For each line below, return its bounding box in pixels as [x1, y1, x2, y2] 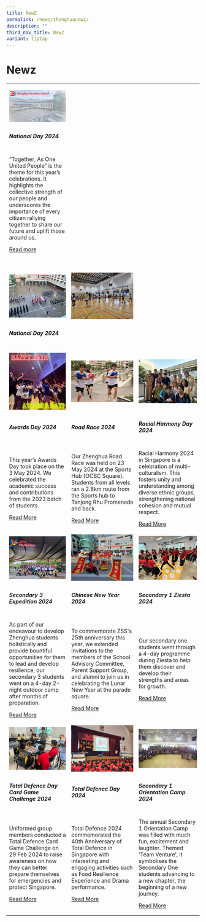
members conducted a [9, 831, 66, 838]
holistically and [9, 640, 47, 647]
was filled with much [139, 831, 191, 838]
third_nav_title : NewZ [6, 29, 64, 36]
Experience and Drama [71, 877, 129, 884]
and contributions [9, 488, 54, 496]
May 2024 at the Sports [71, 466, 132, 473]
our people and [9, 194, 48, 202]
